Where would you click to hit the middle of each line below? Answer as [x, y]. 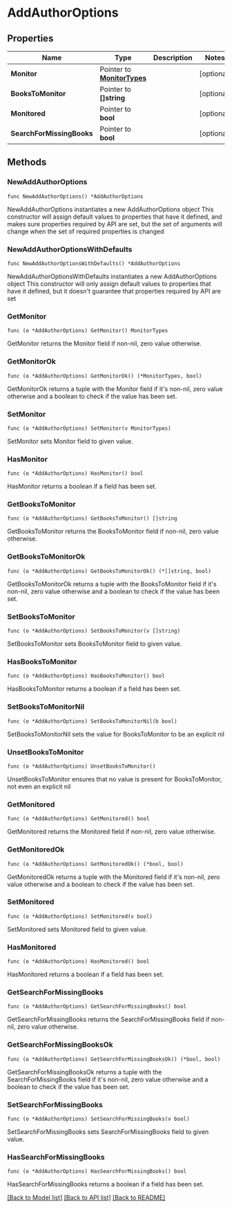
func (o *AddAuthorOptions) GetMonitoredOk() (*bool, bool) [96, 864]
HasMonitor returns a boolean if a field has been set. [82, 487]
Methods [27, 162]
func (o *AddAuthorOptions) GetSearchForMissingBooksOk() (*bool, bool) [114, 1059]
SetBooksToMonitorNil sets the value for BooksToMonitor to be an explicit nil [116, 734]
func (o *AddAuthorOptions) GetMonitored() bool [78, 819]
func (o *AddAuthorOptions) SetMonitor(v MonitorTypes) [89, 428]
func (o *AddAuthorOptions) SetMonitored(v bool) [80, 916]
